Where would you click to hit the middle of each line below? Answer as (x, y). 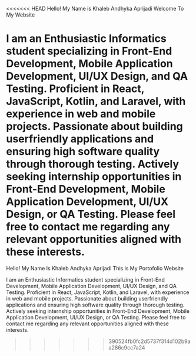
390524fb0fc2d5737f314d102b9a (150, 341)
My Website (21, 15)
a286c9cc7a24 (127, 347)
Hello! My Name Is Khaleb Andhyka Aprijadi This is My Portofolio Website (95, 268)
